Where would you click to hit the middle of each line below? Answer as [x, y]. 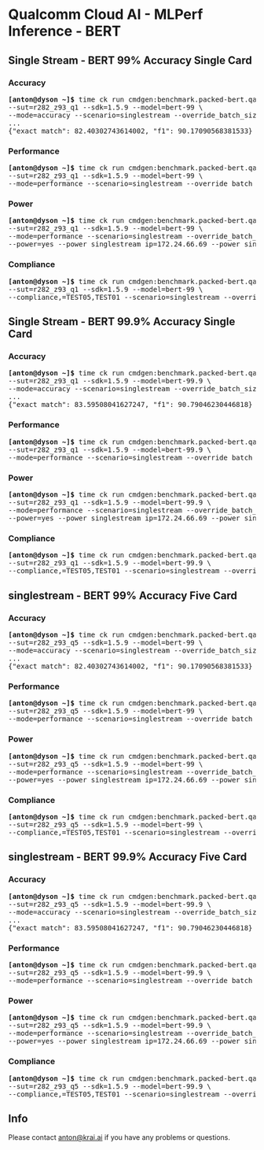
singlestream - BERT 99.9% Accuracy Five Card [128, 857]
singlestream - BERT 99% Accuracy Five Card [123, 595]
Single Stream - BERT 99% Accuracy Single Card [130, 60]
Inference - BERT [65, 31]
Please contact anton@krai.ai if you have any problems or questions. [119, 1137]
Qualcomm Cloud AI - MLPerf [106, 15]
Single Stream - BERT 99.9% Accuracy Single [122, 322]
